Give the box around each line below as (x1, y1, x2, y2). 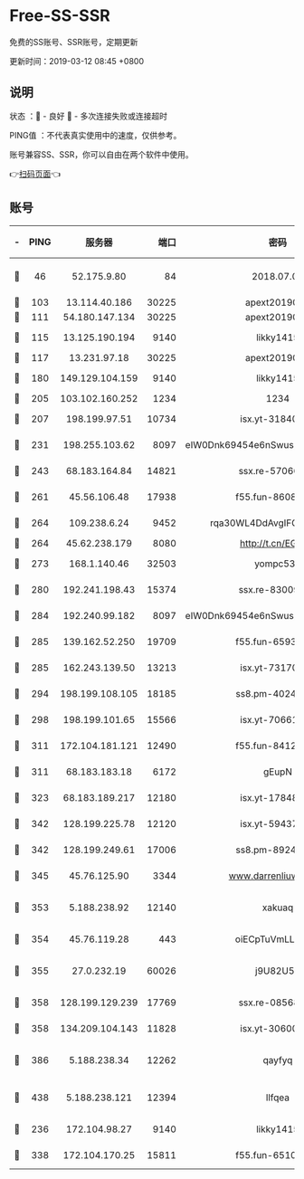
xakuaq (261, 901, 294, 914)
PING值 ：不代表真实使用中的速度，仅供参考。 (9, 129, 182, 140)
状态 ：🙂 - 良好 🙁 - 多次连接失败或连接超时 (9, 110, 167, 121)
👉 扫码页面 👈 (9, 168, 62, 179)
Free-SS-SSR (9, 5, 110, 26)
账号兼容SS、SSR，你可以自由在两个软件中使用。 (9, 148, 194, 159)
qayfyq (262, 1053, 293, 1066)
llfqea (265, 1091, 290, 1104)
